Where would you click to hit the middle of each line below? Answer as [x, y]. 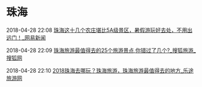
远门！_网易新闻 [26, 37]
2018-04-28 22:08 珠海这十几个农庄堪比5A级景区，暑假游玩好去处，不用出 [99, 30]
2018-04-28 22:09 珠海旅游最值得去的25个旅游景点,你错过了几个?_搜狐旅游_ [101, 50]
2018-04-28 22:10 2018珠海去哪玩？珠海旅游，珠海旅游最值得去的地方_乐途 [100, 70]
